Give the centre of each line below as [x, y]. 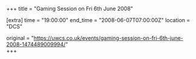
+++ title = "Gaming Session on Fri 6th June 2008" [70, 9]
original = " [20, 38]
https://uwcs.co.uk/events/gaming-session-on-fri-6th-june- [108, 38]
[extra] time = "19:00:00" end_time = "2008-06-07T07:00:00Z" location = [98, 20]
